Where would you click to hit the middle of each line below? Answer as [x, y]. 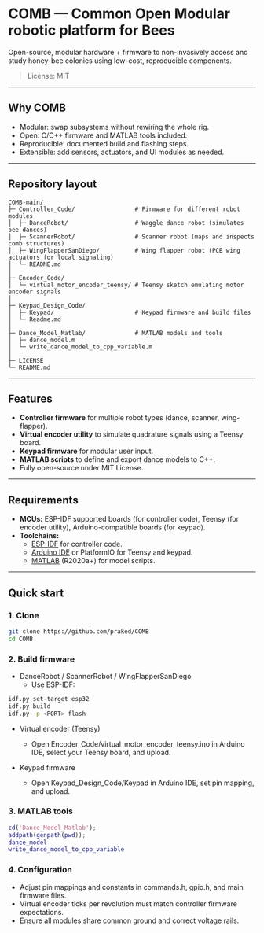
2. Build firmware [42, 659]
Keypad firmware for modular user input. [86, 451]
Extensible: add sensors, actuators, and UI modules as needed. [122, 152]
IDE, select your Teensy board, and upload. [101, 752]
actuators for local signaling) [61, 257]
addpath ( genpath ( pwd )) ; [47, 835]
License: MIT [48, 76]
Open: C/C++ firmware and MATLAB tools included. [103, 135]
